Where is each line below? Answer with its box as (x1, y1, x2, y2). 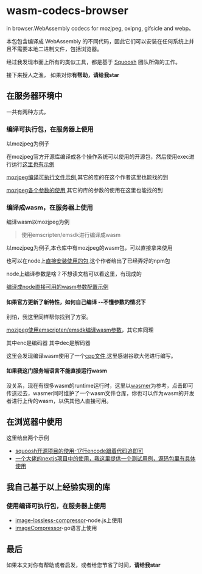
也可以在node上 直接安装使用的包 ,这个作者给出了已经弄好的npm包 (6, 257, 170, 264)
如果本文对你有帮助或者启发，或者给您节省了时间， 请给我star (6, 561, 161, 569)
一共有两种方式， (6, 108, 49, 115)
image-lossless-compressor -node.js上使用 (15, 517, 123, 524)
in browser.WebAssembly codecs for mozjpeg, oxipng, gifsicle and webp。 (6, 24, 195, 32)
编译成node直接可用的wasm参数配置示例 (6, 283, 109, 291)
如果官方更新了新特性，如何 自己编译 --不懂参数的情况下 (6, 298, 146, 305)
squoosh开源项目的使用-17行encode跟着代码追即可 (15, 447, 144, 454)
